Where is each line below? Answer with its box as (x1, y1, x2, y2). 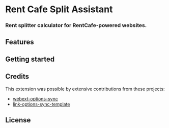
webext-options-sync (12, 95, 59, 101)
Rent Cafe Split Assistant (5, 4, 113, 15)
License (5, 116, 31, 124)
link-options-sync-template (12, 101, 70, 107)
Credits (5, 72, 30, 81)
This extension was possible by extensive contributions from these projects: (5, 86, 165, 92)
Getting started (5, 55, 55, 63)
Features (5, 37, 34, 46)
